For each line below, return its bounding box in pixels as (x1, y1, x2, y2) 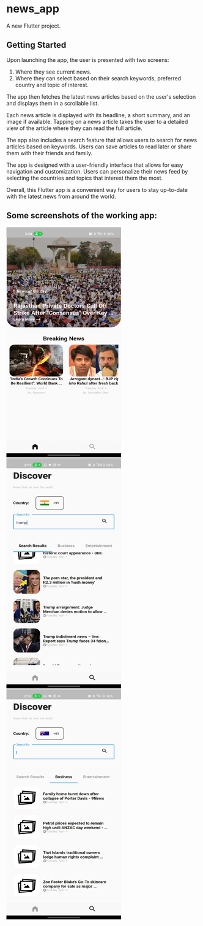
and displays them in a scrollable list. (6, 99, 99, 107)
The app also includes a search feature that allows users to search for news (6, 136, 197, 143)
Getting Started (6, 40, 67, 50)
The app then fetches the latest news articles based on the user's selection (6, 93, 196, 100)
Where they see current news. (15, 68, 92, 75)
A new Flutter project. (6, 22, 61, 29)
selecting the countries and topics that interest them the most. (6, 174, 163, 182)
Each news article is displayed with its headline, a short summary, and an (6, 111, 191, 118)
